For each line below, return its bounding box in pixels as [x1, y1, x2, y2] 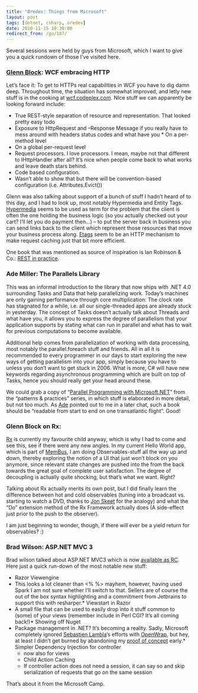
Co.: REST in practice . [6, 255, 60, 262]
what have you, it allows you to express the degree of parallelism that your [6, 315, 187, 322]
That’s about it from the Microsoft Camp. [6, 681, 105, 688]
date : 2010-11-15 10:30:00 [6, 25, 73, 31]
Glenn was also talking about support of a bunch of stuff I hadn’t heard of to [6, 193, 191, 200]
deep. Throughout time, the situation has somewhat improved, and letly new [6, 88, 191, 95]
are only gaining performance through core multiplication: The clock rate [6, 296, 183, 303]
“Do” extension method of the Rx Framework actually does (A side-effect [6, 504, 184, 511]
